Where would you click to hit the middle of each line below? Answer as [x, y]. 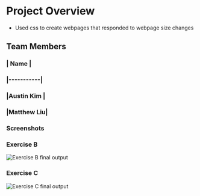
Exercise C [22, 173]
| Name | [19, 64]
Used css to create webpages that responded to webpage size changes [104, 28]
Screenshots [25, 128]
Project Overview [51, 11]
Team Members [36, 47]
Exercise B [22, 144]
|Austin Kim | [26, 96]
